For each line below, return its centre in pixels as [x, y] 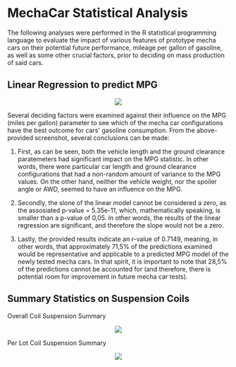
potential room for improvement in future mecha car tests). [103, 276]
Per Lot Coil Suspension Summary [57, 343]
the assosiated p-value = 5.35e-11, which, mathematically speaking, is [119, 210]
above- [207, 130]
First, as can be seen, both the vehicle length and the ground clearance [121, 151]
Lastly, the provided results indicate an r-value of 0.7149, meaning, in [118, 239]
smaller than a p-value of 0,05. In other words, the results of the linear [119, 218]
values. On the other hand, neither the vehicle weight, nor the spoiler [117, 181]
